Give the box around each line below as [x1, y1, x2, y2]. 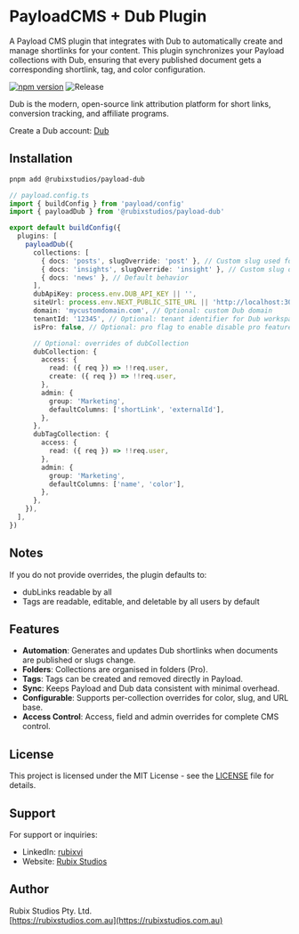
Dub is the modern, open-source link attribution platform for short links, [9, 98, 271, 109]
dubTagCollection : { [32, 430, 109, 439]
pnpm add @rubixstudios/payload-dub [9, 175, 145, 183]
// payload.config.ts [9, 191, 90, 199]
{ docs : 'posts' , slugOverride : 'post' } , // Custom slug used [41, 256, 280, 265]
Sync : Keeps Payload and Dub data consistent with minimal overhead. [21, 683, 280, 694]
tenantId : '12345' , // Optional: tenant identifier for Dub [32, 314, 261, 323]
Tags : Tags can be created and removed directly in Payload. [21, 674, 243, 685]
